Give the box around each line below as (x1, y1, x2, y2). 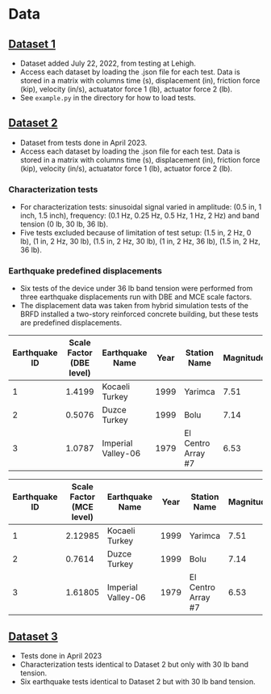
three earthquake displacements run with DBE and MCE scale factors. (19, 292, 252, 302)
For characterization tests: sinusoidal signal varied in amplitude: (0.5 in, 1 (19, 202, 262, 212)
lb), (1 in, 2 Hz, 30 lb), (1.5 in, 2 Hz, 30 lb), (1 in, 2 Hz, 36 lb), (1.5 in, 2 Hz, (19, 236, 261, 247)
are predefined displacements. (19, 318, 123, 328)
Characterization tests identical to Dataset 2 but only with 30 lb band (19, 660, 248, 670)
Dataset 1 (8, 37, 56, 51)
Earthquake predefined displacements (8, 265, 163, 277)
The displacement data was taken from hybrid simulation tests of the (19, 301, 248, 311)
